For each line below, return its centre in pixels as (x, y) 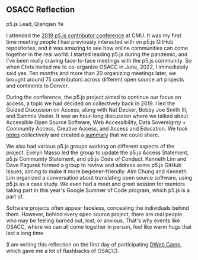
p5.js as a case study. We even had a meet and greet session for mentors (96, 184)
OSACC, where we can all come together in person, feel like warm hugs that (99, 226)
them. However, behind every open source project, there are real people (94, 214)
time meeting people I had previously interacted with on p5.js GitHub (90, 41)
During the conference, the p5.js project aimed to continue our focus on (94, 97)
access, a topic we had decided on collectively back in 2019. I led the (91, 103)
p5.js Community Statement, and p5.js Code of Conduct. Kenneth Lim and (96, 158)
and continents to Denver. (38, 86)
